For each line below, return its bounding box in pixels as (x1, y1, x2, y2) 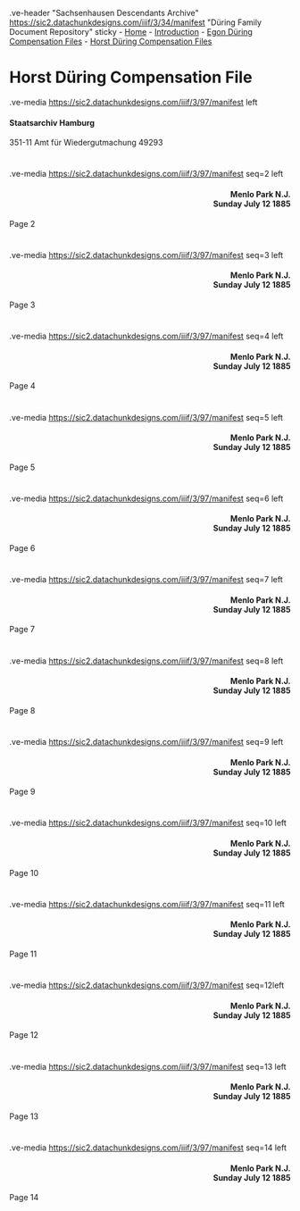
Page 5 (9, 462, 36, 472)
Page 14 (9, 1192, 39, 1203)
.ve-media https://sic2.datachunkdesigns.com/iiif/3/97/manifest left (9, 96, 258, 107)
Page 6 (9, 543, 36, 554)
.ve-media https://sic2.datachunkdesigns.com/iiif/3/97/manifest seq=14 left (9, 1142, 287, 1153)
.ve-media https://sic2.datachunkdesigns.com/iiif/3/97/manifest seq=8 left (9, 656, 284, 666)
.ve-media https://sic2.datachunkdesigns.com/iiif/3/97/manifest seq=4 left (9, 330, 284, 342)
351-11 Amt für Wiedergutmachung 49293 (9, 138, 163, 148)
